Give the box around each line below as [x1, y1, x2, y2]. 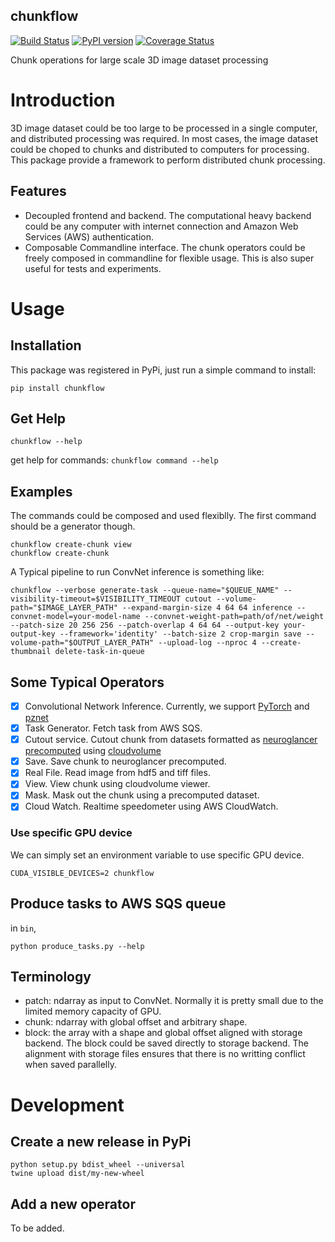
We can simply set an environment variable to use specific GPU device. [10, 849, 305, 861]
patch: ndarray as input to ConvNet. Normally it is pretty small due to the [24, 995, 324, 1007]
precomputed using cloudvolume [24, 745, 162, 757]
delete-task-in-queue [54, 647, 145, 657]
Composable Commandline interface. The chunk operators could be [24, 241, 306, 253]
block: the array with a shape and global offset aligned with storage [24, 1027, 303, 1039]
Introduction [10, 89, 116, 111]
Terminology [10, 969, 92, 985]
